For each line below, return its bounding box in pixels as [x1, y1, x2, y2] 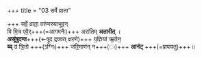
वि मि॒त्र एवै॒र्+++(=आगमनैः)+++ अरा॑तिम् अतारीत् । [7, 28, 121, 35]
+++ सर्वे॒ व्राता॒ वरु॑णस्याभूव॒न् [7, 20, 68, 28]
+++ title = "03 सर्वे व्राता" [7, 7, 71, 14]
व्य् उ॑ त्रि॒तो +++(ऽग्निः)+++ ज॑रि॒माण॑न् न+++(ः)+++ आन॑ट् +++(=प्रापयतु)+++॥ [7, 42, 195, 51]
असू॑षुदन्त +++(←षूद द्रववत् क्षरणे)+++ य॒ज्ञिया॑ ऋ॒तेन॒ [7, 35, 121, 43]
